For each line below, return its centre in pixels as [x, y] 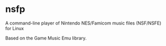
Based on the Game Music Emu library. [46, 38]
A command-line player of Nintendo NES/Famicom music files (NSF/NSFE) [83, 23]
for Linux [15, 28]
